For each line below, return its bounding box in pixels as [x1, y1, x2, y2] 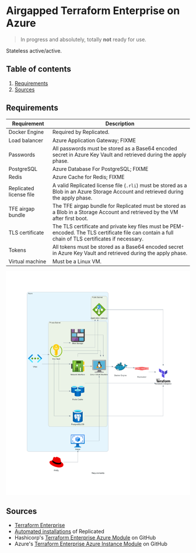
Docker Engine [8, 129, 44, 136]
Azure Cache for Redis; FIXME [52, 174, 125, 181]
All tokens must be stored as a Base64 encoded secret [52, 243, 184, 250]
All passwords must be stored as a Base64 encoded [52, 145, 177, 152]
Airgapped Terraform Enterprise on [6, 4, 180, 18]
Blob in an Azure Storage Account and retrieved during [52, 188, 184, 195]
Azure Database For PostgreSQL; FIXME [52, 166, 149, 173]
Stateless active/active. [6, 47, 62, 54]
